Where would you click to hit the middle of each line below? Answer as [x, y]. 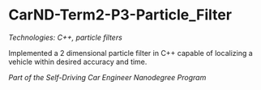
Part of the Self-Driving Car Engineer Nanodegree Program [107, 77]
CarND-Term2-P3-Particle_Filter [120, 15]
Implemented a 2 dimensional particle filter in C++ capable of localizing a [130, 53]
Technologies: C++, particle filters [66, 37]
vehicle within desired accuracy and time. [78, 62]
